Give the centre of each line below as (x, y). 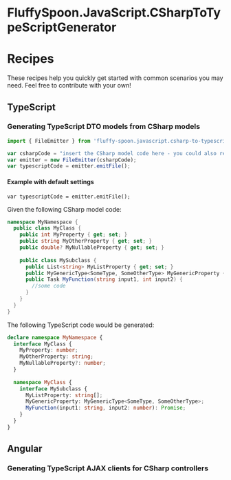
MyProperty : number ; (49, 350)
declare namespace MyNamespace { (55, 337)
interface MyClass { (43, 344)
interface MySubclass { (54, 389)
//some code (49, 286)
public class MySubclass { (58, 260)
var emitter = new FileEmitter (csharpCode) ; (72, 160)
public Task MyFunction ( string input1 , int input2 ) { (104, 280)
